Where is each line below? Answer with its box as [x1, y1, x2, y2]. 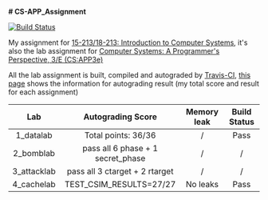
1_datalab [15, 130, 53, 141]
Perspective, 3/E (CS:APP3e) [8, 55, 104, 64]
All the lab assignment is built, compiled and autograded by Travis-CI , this [8, 70, 251, 79]
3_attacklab [12, 166, 56, 177]
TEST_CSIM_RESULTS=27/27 [64, 179, 176, 190]
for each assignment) [8, 87, 79, 97]
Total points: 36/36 [84, 130, 156, 141]
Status [228, 116, 255, 127]
